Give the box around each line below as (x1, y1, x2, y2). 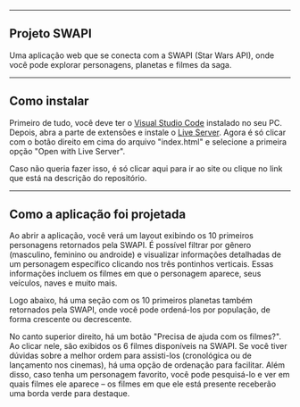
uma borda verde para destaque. (9, 388, 130, 399)
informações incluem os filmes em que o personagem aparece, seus (9, 269, 262, 279)
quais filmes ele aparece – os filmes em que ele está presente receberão (9, 378, 277, 389)
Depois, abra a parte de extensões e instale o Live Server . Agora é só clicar (9, 127, 287, 137)
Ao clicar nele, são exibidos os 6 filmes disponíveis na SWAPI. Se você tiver (9, 341, 287, 352)
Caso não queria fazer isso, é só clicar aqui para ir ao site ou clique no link (9, 162, 283, 174)
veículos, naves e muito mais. (9, 278, 118, 288)
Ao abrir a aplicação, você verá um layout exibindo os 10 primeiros (9, 230, 254, 241)
